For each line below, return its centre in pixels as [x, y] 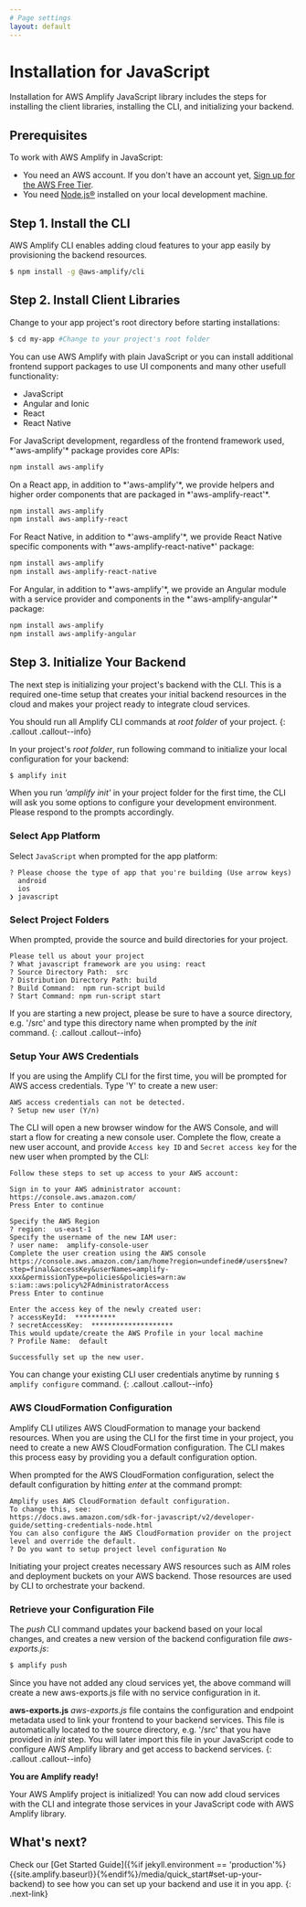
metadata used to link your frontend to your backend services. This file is [147, 1720]
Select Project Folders [59, 920]
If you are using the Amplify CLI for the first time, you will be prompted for [148, 1076]
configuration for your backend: [69, 759]
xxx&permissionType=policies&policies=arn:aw [97, 1278]
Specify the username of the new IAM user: [94, 1238]
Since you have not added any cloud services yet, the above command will [150, 1682]
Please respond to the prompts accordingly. [92, 812]
